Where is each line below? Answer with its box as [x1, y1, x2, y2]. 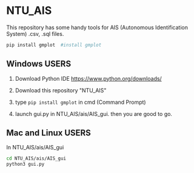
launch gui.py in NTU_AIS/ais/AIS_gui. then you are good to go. [15, 110, 173, 117]
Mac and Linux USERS [6, 128, 91, 138]
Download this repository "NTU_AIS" [15, 86, 107, 94]
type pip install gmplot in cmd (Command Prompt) [15, 98, 147, 106]
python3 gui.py [6, 161, 45, 168]
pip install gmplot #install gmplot [6, 42, 102, 48]
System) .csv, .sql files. [6, 30, 64, 37]
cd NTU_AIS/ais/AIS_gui [6, 155, 67, 161]
